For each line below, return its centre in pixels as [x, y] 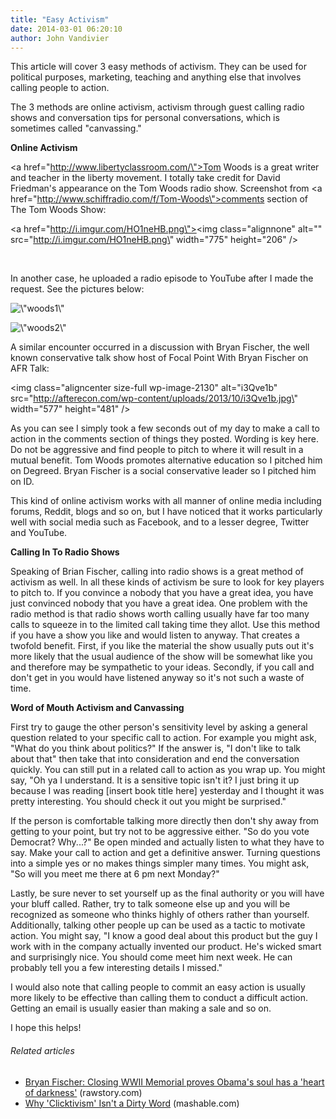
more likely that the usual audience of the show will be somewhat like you [161, 657]
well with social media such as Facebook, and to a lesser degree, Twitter [160, 522]
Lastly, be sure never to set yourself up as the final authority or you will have [167, 893]
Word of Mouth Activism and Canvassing [97, 708]
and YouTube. [39, 533]
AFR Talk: [30, 368]
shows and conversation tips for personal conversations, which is [145, 118]
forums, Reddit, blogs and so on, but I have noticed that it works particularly [166, 512]
